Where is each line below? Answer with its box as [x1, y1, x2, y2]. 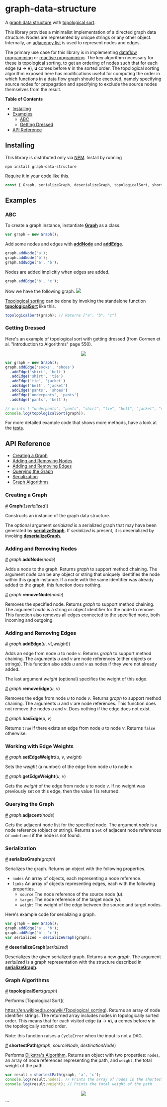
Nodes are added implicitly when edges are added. [5, 269, 110, 275]
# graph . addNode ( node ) [5, 556, 56, 562]
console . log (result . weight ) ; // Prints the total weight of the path [5, 1081, 153, 1087]
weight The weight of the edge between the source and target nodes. [19, 902, 162, 908]
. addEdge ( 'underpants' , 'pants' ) [9, 392, 79, 397]
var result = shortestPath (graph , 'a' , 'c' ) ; [5, 1072, 101, 1077]
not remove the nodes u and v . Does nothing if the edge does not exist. [5, 706, 151, 712]
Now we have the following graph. [5, 288, 76, 294]
